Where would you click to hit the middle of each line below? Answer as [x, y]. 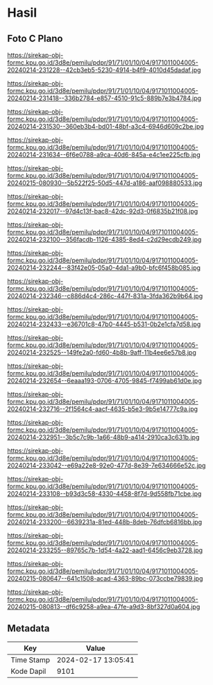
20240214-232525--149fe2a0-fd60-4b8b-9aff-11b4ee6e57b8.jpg [102, 352]
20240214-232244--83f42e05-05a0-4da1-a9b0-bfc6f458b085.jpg [104, 268]
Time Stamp [31, 660]
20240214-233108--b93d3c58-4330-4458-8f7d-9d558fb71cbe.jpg [104, 494]
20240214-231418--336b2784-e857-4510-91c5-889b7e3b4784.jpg [104, 98]
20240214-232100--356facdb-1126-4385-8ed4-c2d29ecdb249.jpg [104, 239]
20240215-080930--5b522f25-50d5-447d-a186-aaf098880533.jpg [105, 183]
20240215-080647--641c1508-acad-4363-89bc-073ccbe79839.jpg [105, 578]
